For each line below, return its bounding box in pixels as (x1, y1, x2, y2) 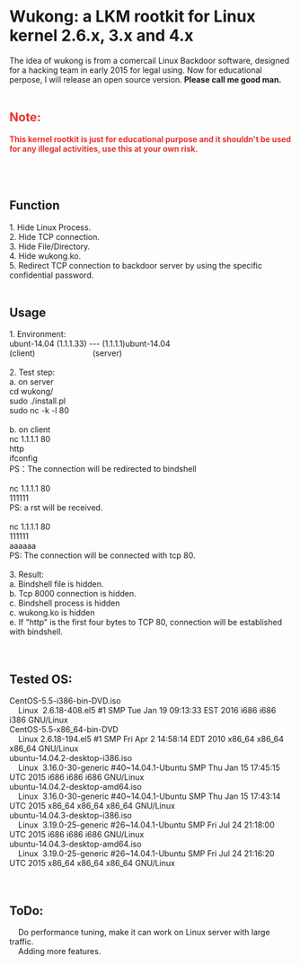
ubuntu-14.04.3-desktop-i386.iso (9, 810, 133, 821)
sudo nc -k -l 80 (9, 405, 70, 416)
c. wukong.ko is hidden (9, 607, 96, 618)
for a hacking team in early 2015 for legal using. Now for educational (9, 65, 262, 75)
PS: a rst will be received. (9, 502, 103, 513)
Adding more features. (17, 946, 101, 956)
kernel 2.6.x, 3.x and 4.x (9, 25, 194, 46)
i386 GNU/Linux (9, 714, 69, 725)
